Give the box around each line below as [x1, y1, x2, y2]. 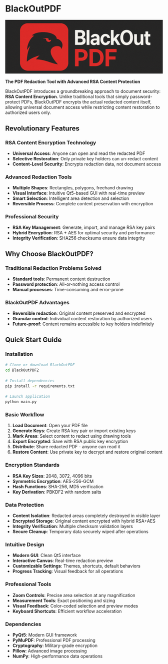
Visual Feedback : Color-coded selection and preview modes [12, 603, 138, 609]
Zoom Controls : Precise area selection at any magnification [12, 592, 136, 598]
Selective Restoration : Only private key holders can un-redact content [12, 155, 158, 161]
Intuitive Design [5, 541, 44, 548]
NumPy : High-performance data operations [12, 653, 103, 659]
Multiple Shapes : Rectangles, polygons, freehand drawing [12, 185, 133, 191]
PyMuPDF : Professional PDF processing [12, 637, 96, 643]
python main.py [5, 399, 37, 405]
